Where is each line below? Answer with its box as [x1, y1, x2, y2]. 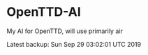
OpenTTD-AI [6, 4, 81, 20]
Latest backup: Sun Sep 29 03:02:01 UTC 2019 [6, 40, 141, 48]
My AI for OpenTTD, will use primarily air [6, 27, 123, 35]
